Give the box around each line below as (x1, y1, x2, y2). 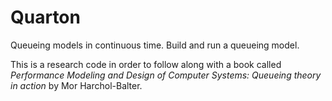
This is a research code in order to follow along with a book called (10, 58, 282, 70)
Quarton (10, 6, 81, 29)
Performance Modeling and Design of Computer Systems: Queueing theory (10, 69, 322, 81)
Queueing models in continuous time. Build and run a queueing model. (10, 39, 300, 51)
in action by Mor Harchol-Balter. (10, 79, 143, 91)
